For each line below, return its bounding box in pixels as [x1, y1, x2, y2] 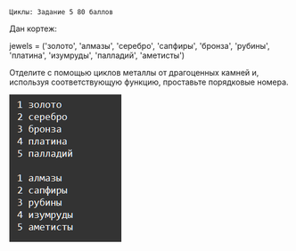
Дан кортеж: [9, 23, 58, 34]
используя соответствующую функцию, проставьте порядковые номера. [9, 77, 289, 87]
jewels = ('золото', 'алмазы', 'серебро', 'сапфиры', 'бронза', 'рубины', [9, 41, 270, 51]
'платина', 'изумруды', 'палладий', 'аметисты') [9, 50, 185, 61]
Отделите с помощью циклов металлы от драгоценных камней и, [9, 68, 259, 77]
